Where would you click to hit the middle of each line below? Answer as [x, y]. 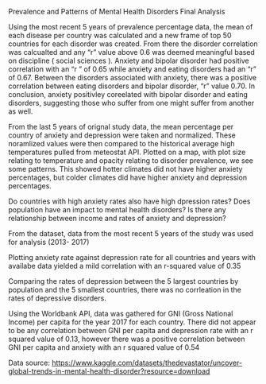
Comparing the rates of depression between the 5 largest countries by [123, 281]
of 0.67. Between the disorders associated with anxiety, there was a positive [132, 78]
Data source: [29, 363]
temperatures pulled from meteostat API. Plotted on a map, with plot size [127, 152]
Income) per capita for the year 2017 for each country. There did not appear [132, 322]
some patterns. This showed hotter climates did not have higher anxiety [125, 169]
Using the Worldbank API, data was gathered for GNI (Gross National [121, 314]
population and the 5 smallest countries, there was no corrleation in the [125, 290]
